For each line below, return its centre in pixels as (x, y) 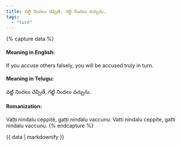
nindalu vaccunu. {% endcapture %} (50, 126)
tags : (13, 17)
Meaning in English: (31, 52)
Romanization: (24, 106)
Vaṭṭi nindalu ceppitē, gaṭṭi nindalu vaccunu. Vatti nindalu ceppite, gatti (91, 119)
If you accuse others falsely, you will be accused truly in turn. (80, 65)
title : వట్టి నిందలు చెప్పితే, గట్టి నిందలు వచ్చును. (56, 11)
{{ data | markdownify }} (35, 137)
